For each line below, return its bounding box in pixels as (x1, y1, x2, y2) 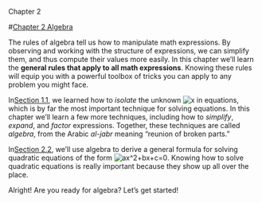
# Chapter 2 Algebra (8, 22, 73, 31)
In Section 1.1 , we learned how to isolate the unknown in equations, (8, 96, 239, 104)
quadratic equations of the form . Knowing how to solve (8, 153, 244, 162)
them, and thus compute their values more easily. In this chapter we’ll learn (8, 55, 255, 64)
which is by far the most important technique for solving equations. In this (8, 103, 250, 113)
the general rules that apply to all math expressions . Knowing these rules (8, 63, 252, 72)
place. (8, 170, 29, 179)
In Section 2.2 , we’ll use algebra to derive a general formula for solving (8, 145, 239, 154)
